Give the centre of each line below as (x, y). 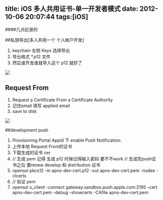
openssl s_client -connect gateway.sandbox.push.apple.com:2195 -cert (85, 187)
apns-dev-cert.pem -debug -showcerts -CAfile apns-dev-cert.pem (80, 192)
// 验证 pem (24, 181)
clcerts (19, 176)
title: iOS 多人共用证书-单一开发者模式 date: (72, 9)
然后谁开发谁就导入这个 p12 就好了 (47, 63)
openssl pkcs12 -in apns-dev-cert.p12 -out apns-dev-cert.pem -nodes (83, 170)
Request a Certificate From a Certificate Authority (63, 100)
